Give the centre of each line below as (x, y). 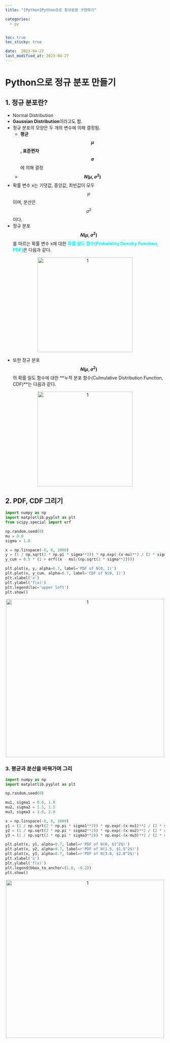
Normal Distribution (33, 115)
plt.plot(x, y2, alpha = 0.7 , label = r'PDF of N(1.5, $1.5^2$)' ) (72, 849)
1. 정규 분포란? (27, 103)
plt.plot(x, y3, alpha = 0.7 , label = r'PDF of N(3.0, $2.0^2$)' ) (72, 854)
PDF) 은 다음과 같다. (32, 250)
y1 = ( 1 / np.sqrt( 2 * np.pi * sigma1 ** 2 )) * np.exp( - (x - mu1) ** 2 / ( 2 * (83, 826)
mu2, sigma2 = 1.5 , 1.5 (30, 807)
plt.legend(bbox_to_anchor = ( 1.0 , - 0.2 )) (49, 868)
